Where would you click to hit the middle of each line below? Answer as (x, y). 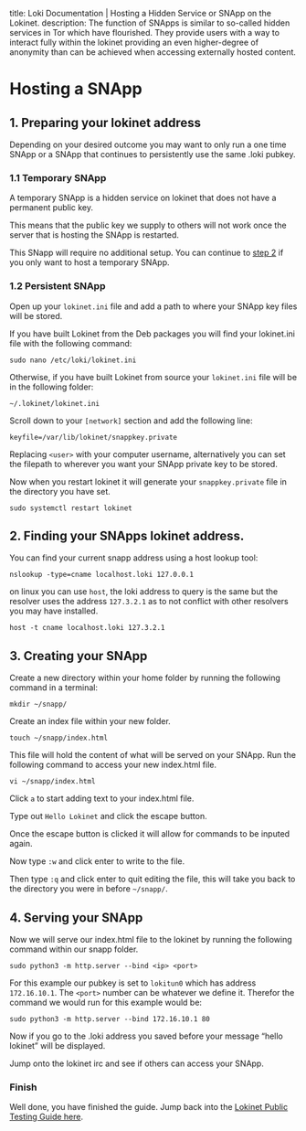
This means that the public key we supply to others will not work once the (148, 225)
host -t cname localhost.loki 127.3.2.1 (88, 628)
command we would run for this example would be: (106, 1003)
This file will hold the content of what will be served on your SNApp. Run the (153, 755)
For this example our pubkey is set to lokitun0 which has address (133, 983)
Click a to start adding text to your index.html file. (102, 798)
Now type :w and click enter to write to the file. (97, 861)
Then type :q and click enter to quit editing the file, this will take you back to (153, 879)
